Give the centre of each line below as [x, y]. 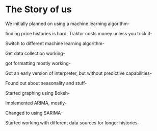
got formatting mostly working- [38, 63]
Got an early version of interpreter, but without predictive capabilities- [78, 73]
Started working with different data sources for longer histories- [72, 123]
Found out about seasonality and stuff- [46, 83]
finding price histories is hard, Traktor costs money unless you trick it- [79, 33]
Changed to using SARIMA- [34, 113]
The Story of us [39, 9]
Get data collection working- [35, 53]
